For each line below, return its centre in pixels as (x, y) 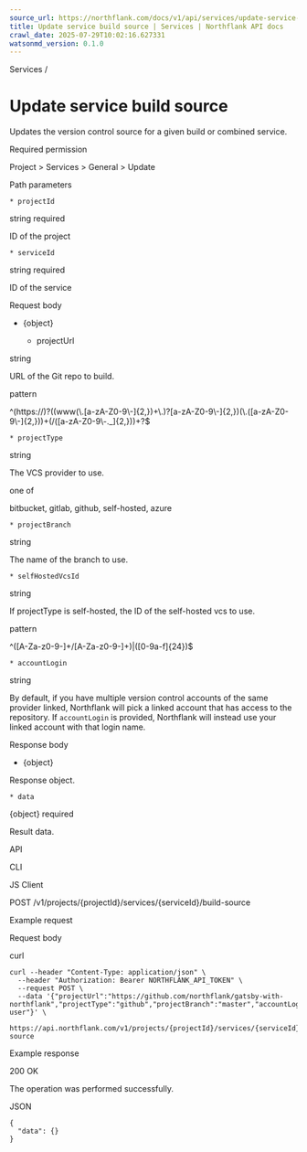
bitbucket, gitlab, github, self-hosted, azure (90, 508)
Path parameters (41, 185)
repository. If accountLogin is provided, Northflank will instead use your (143, 718)
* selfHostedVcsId (44, 577)
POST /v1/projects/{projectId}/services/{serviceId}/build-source (130, 902)
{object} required (42, 814)
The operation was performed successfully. (91, 1089)
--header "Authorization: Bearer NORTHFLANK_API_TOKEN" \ (131, 981)
